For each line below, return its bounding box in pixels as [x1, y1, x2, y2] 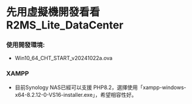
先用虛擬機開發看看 [6, 5, 100, 19]
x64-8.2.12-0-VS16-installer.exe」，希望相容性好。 [14, 91, 137, 98]
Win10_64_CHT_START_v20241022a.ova [14, 55, 113, 62]
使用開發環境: [6, 41, 45, 49]
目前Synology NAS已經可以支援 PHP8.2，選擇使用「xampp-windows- [14, 84, 187, 91]
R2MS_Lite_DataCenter [6, 18, 124, 32]
